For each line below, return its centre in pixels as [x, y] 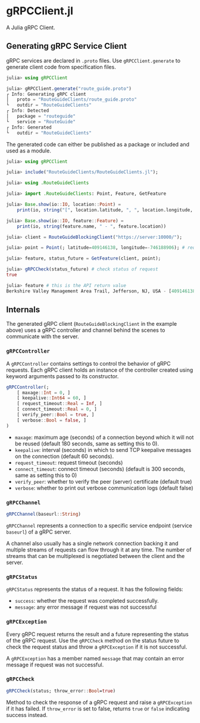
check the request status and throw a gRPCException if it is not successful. [97, 647]
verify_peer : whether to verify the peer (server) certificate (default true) [103, 481]
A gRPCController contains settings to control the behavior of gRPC [88, 363]
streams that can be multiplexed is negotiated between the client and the [96, 556]
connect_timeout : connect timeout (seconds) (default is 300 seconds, [100, 469]
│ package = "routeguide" [41, 116]
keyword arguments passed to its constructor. [62, 376]
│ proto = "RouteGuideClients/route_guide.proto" [71, 99]
